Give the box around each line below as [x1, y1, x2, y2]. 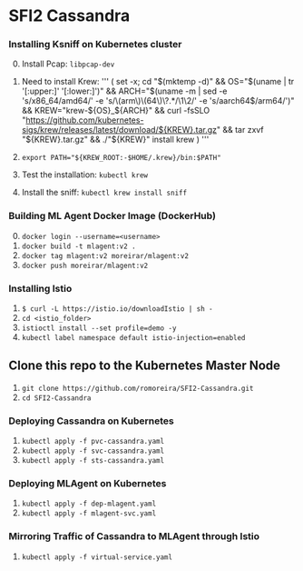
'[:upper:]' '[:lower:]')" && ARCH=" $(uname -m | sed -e [21, 85, 228, 96]
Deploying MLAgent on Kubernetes [8, 477, 167, 490]
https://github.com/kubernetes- [25, 115, 144, 125]
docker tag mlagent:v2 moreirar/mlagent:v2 [21, 251, 190, 260]
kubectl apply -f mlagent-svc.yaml [21, 509, 157, 518]
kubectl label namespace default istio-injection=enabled [21, 334, 246, 343]
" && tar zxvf [216, 125, 264, 135]
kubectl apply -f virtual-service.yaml [21, 552, 173, 562]
